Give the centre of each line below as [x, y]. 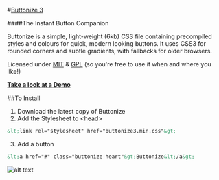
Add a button [35, 144]
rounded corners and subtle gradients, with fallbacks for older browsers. [110, 51]
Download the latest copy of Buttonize [71, 111]
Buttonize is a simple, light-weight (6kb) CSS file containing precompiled [110, 36]
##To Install [24, 98]
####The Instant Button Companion [58, 23]
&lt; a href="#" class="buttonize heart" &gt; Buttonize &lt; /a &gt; [101, 157]
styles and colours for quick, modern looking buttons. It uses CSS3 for [106, 43]
